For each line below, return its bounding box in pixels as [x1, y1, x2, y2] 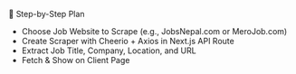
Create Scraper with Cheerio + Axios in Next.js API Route [21, 36, 234, 46]
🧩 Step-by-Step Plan [8, 9, 85, 19]
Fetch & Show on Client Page [21, 55, 130, 65]
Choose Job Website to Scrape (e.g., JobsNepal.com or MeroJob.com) [21, 26, 288, 36]
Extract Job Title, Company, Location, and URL [21, 45, 196, 56]
